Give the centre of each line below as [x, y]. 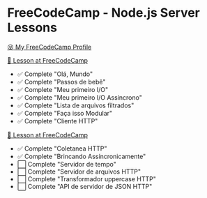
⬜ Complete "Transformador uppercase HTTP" [87, 178]
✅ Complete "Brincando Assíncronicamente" [82, 156]
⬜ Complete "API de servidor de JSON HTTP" [85, 186]
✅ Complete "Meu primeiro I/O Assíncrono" [80, 97]
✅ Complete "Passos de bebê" [61, 82]
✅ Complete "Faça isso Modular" [65, 113]
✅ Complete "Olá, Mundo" [55, 74]
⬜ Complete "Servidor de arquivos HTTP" [79, 172]
